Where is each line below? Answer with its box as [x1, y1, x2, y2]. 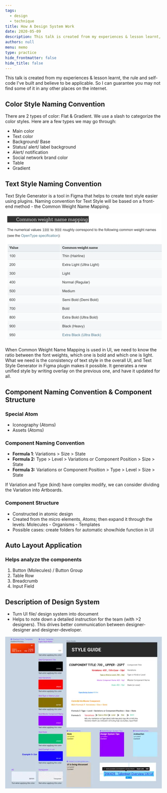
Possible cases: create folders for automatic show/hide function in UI [12, 526, 154, 533]
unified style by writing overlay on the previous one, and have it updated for [5, 368, 161, 374]
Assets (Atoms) [12, 427, 44, 433]
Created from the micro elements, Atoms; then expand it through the [12, 516, 153, 522]
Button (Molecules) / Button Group [12, 567, 83, 573]
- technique [9, 18, 35, 23]
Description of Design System [5, 598, 100, 606]
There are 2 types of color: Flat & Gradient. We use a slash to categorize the [5, 113, 161, 119]
